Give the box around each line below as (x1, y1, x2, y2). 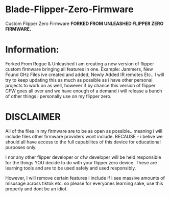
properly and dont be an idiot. (5, 185, 68, 192)
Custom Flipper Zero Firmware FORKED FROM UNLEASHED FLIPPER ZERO (5, 20, 164, 27)
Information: (5, 44, 60, 56)
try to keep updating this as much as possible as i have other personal (5, 77, 153, 83)
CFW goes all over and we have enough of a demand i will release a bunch (5, 88, 162, 94)
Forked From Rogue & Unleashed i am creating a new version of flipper (5, 60, 155, 67)
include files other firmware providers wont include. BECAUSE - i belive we (5, 133, 163, 139)
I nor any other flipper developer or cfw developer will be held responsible (5, 154, 161, 160)
